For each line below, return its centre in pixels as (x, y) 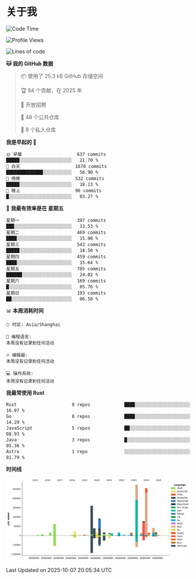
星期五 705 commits (56, 269)
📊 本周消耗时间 (25, 310)
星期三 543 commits (56, 244)
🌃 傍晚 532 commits (55, 179)
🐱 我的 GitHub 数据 (30, 63)
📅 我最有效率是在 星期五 (35, 208)
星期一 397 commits (56, 220)
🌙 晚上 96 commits (54, 191)
